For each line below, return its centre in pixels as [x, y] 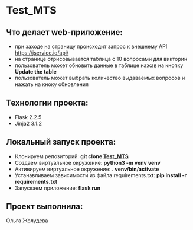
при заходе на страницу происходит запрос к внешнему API [91, 46]
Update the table [36, 71]
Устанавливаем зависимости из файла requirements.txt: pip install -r [101, 175]
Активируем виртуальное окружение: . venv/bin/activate [87, 169]
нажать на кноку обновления [51, 84]
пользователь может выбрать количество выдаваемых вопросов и [100, 78]
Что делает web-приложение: [64, 32]
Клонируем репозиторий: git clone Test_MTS [71, 156]
